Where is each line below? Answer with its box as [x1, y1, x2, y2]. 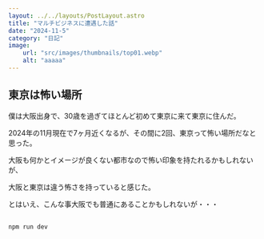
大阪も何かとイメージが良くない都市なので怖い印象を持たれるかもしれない [8, 155, 254, 164]
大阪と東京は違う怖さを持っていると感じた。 [8, 182, 156, 192]
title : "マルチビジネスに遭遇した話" [8, 19, 118, 27]
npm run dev [8, 223, 48, 231]
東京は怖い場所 [8, 88, 82, 102]
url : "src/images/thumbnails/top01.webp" [22, 49, 162, 57]
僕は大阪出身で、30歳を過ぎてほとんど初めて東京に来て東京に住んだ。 [8, 111, 242, 120]
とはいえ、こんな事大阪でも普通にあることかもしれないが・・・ [8, 199, 218, 209]
